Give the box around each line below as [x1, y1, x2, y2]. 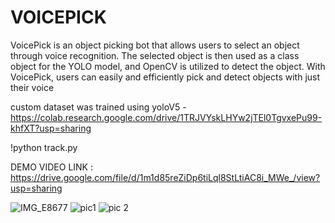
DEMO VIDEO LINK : [10, 161, 93, 173]
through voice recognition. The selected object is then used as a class [10, 49, 300, 61]
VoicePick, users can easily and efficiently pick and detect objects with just [10, 71, 321, 83]
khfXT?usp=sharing [10, 122, 92, 134]
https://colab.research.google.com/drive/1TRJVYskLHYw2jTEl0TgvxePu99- [10, 111, 323, 123]
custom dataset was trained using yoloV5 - [10, 101, 187, 113]
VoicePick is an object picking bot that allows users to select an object [10, 39, 300, 51]
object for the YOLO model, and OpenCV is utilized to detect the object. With [10, 60, 326, 72]
